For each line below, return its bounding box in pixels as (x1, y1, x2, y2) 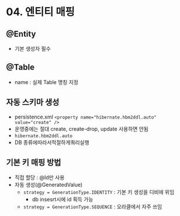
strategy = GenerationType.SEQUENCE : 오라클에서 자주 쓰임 (23, 203, 162, 210)
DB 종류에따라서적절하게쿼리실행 (14, 138, 89, 146)
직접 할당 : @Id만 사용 (14, 174, 65, 181)
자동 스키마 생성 (6, 97, 60, 107)
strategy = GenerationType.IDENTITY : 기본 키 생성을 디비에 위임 (23, 189, 175, 196)
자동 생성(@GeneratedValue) (14, 182, 83, 189)
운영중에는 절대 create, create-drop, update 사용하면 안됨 (14, 125, 149, 132)
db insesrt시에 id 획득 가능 (32, 196, 94, 203)
